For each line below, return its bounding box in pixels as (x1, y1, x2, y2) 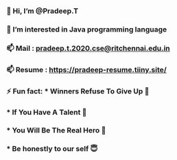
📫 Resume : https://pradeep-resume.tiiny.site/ (6, 65, 167, 74)
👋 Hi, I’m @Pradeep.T (6, 6, 79, 16)
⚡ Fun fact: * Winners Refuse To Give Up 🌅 (6, 86, 150, 95)
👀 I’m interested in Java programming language (6, 24, 167, 34)
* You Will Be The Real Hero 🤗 (6, 126, 106, 135)
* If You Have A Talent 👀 (6, 107, 87, 117)
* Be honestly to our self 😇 (6, 144, 98, 154)
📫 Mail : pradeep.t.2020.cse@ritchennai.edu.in (6, 43, 171, 53)
